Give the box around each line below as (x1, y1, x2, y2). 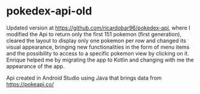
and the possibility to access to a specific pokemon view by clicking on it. (6, 49, 189, 57)
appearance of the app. (6, 62, 65, 70)
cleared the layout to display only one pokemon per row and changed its (6, 37, 186, 44)
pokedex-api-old (6, 4, 92, 18)
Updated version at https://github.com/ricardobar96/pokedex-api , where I (6, 24, 190, 31)
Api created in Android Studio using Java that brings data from (6, 74, 162, 81)
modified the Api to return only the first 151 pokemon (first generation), (6, 30, 182, 37)
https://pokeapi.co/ (6, 80, 54, 88)
